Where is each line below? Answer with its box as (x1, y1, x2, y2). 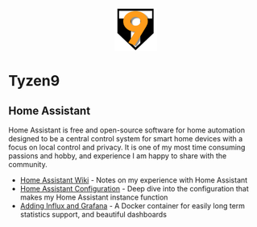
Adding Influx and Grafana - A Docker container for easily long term (19, 201, 246, 210)
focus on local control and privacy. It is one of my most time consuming (8, 142, 246, 152)
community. (8, 160, 48, 169)
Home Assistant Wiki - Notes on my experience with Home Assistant (19, 175, 248, 185)
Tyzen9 (8, 72, 60, 90)
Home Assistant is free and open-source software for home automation (8, 125, 246, 135)
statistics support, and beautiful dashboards (19, 210, 168, 219)
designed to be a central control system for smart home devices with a (8, 134, 243, 143)
